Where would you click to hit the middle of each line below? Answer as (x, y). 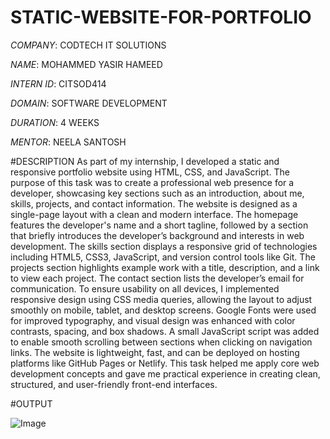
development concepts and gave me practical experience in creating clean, (165, 373)
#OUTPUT (31, 403)
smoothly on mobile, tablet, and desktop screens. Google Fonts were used (163, 310)
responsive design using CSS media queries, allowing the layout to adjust (161, 299)
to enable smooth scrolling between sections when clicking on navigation (161, 342)
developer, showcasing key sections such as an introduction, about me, (157, 193)
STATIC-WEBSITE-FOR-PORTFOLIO (161, 17)
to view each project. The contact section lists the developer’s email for (157, 278)
